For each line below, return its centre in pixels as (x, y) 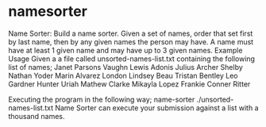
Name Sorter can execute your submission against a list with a (157, 108)
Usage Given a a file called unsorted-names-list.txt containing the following (132, 59)
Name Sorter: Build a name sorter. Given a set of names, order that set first (131, 33)
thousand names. (37, 116)
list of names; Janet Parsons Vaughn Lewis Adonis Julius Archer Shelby (126, 67)
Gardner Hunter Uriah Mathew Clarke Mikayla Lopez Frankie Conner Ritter (129, 84)
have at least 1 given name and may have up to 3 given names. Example (125, 50)
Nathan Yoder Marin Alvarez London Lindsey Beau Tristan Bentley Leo (123, 75)
